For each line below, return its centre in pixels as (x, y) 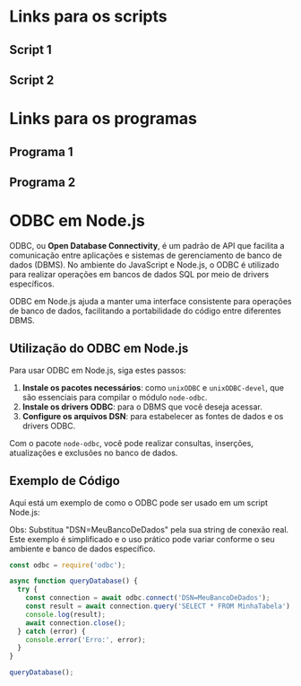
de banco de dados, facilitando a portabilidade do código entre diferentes (146, 311)
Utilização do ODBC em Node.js (99, 349)
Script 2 (32, 79)
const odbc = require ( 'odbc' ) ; (68, 565)
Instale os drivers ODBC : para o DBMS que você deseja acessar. (142, 407)
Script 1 (30, 50)
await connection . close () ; (76, 623)
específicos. (32, 284)
